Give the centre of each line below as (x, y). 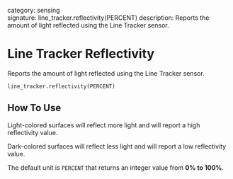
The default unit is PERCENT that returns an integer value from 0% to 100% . (116, 167)
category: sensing (34, 10)
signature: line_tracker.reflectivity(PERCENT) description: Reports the (108, 18)
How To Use (34, 108)
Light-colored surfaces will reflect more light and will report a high (104, 125)
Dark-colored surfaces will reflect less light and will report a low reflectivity (117, 146)
